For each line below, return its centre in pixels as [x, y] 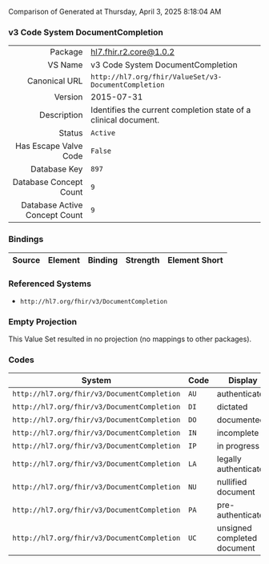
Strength [143, 260]
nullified [232, 482]
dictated [232, 407]
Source [26, 260]
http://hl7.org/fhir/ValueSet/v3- [157, 77]
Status [71, 133]
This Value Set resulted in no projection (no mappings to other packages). [130, 339]
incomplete [238, 433]
